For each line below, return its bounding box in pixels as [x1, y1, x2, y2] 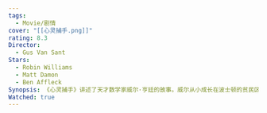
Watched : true [8, 93, 56, 101]
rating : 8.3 [8, 33, 48, 42]
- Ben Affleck [15, 78, 62, 86]
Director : [8, 41, 41, 49]
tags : [8, 11, 26, 20]
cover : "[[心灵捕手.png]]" [8, 26, 93, 34]
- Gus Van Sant [15, 49, 66, 56]
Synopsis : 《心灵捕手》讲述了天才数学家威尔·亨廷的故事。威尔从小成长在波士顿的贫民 [8, 85, 254, 94]
